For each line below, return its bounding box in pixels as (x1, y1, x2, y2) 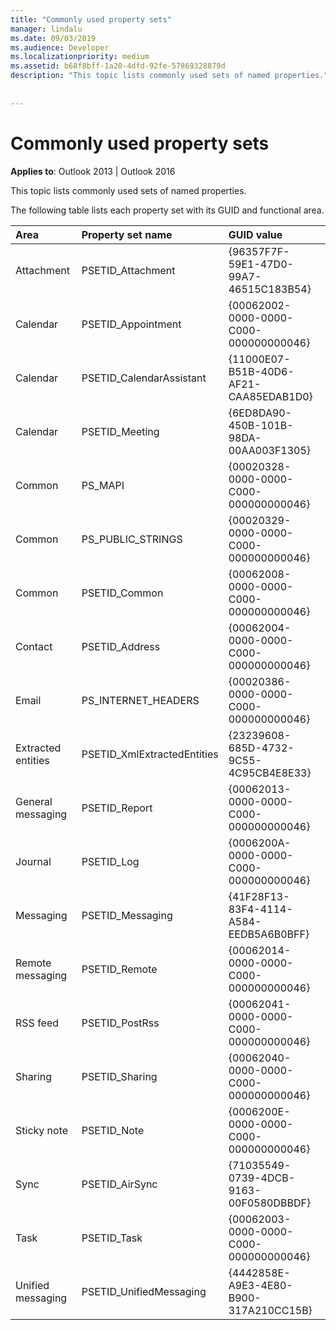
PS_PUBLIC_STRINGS (81, 532, 183, 546)
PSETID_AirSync (81, 1177, 158, 1191)
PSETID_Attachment (81, 263, 176, 277)
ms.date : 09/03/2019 (10, 33, 97, 43)
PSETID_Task (81, 1231, 143, 1245)
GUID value (228, 227, 283, 241)
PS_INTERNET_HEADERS (81, 693, 200, 707)
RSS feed (15, 1016, 60, 1030)
